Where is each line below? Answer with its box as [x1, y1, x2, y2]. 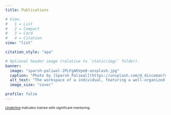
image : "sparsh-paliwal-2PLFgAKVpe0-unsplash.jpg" [10, 68, 120, 73]
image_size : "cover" [10, 82, 53, 88]
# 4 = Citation [5, 36, 42, 41]
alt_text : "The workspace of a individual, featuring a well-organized [10, 77, 165, 83]
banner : [5, 63, 22, 69]
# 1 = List [5, 21, 33, 26]
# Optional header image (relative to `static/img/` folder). [5, 59, 140, 64]
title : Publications [5, 7, 49, 13]
